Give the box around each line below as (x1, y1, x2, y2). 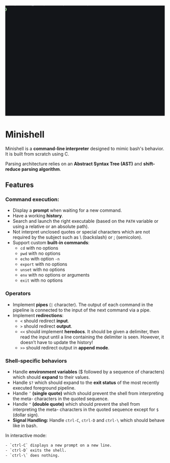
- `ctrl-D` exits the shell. (5, 448, 67, 453)
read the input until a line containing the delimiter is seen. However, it (20, 334, 164, 340)
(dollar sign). (12, 411, 39, 418)
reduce (5, 166, 21, 172)
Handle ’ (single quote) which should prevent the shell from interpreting (12, 390, 164, 396)
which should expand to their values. (12, 374, 90, 380)
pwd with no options (20, 250, 61, 256)
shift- (143, 161, 155, 167)
